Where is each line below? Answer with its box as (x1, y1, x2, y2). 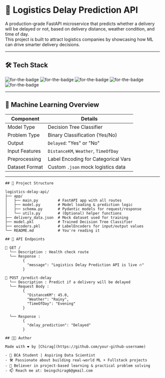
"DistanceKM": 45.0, (27, 292, 69, 297)
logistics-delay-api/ (5, 189, 50, 194)
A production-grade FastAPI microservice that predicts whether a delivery (5, 21, 155, 27)
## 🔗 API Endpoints (5, 236, 45, 241)
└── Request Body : (9, 284, 50, 289)
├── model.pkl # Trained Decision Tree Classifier (5, 219, 133, 224)
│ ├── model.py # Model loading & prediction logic (5, 202, 133, 207)
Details (81, 115, 98, 122)
